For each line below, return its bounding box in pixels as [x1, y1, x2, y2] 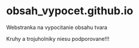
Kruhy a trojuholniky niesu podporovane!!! [6, 35, 110, 42]
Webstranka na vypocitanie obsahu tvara [6, 24, 108, 31]
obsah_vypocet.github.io [6, 4, 134, 18]
